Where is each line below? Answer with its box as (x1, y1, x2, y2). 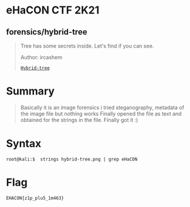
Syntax (6, 137, 42, 150)
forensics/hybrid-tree (6, 27, 87, 37)
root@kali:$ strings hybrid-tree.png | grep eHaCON (6, 156, 138, 162)
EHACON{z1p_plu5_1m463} (6, 195, 65, 201)
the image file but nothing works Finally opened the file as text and (20, 110, 182, 117)
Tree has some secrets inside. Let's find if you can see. (20, 42, 154, 49)
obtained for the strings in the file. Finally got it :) (20, 116, 138, 123)
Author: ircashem (20, 54, 63, 60)
